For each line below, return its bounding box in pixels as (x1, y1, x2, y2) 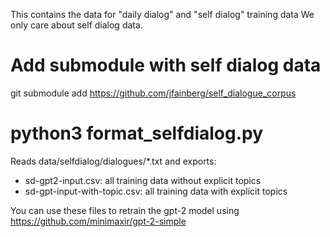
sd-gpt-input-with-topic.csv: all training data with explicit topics (24, 185, 288, 197)
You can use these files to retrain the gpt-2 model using (10, 204, 240, 216)
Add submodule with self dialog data (10, 54, 322, 77)
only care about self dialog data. (10, 19, 143, 31)
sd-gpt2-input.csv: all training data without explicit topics (24, 174, 262, 186)
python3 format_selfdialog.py (10, 122, 264, 145)
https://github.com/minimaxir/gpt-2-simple (10, 215, 187, 227)
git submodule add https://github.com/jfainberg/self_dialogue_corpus (10, 87, 297, 99)
